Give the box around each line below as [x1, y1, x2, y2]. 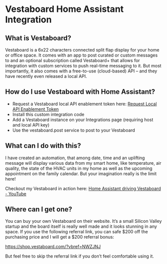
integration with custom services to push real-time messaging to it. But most [5, 63, 162, 68]
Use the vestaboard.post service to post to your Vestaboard [12, 127, 135, 133]
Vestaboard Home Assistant [5, 3, 124, 15]
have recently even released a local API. [5, 73, 87, 79]
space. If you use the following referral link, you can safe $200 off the [5, 229, 148, 235]
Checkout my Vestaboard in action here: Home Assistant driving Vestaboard [5, 185, 161, 192]
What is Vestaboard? [5, 34, 72, 42]
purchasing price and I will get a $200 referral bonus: [5, 234, 114, 240]
